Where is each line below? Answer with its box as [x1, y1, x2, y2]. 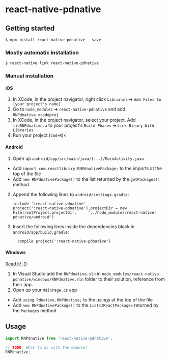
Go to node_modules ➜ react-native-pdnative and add [12, 106, 126, 113]
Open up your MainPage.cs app [12, 287, 77, 293]
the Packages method [12, 307, 57, 314]
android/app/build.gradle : [12, 229, 69, 235]
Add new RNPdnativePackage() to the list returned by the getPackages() [12, 176, 160, 182]
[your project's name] [12, 102, 61, 107]
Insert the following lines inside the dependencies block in [12, 223, 135, 230]
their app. [12, 281, 33, 287]
